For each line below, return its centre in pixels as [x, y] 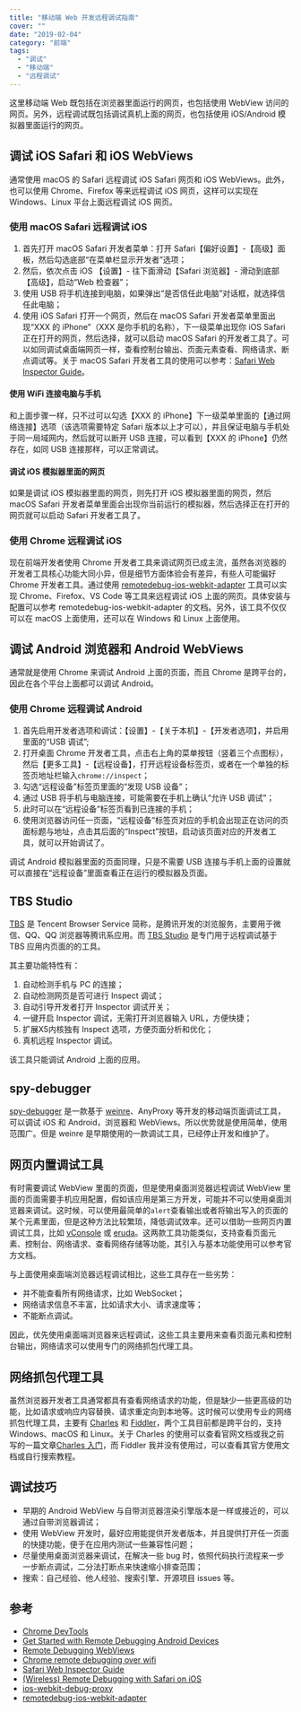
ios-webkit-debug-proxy [68, 1688]
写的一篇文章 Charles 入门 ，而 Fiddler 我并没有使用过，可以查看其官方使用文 [150, 1445]
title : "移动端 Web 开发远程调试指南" [74, 17]
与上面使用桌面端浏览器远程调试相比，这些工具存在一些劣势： [123, 1274]
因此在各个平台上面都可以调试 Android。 [84, 683]
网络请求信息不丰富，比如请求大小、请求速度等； [112, 1305]
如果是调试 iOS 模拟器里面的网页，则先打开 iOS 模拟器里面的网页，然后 [140, 493]
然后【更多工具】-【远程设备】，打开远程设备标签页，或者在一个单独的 [152, 764]
